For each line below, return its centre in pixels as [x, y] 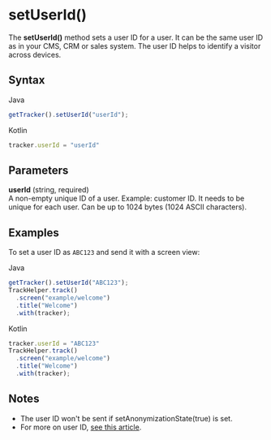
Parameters [39, 170]
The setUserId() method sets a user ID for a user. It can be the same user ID [136, 37]
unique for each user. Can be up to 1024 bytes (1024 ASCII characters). [128, 207]
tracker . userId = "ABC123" [54, 343]
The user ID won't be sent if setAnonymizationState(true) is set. [126, 418]
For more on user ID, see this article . [81, 427]
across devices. [35, 54]
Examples [34, 233]
